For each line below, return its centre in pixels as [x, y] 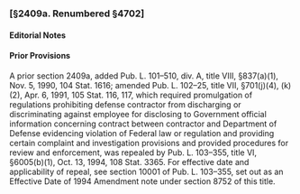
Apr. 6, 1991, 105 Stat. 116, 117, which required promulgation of [138, 95]
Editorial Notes [37, 35]
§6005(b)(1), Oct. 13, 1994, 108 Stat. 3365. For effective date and [129, 162]
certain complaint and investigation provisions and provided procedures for [149, 143]
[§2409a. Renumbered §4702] [77, 14]
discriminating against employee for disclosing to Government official [138, 114]
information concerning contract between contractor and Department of [143, 124]
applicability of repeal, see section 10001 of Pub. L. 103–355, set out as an [146, 171]
